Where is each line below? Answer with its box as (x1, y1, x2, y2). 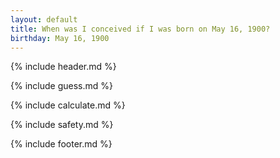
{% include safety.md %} (10, 119, 114, 131)
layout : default (10, 14, 78, 25)
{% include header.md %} (10, 61, 117, 73)
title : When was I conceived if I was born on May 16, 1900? (10, 24, 271, 34)
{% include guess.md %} (10, 80, 113, 92)
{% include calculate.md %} (10, 99, 126, 111)
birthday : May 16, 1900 (10, 33, 110, 43)
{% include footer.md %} (10, 138, 113, 150)
